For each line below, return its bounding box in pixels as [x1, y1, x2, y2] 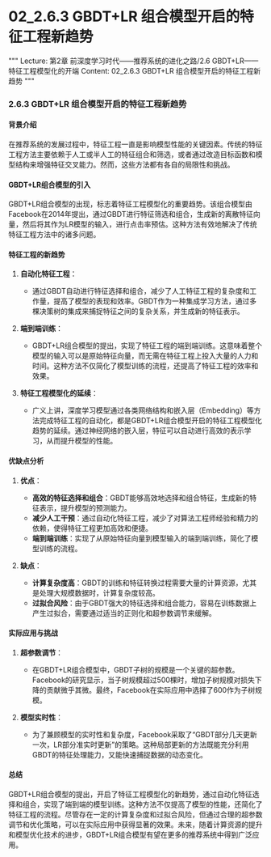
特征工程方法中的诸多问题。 [8, 230, 101, 240]
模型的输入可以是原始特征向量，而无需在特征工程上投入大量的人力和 [31, 351, 259, 361]
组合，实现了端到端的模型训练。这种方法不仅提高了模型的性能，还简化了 [22, 800, 263, 809]
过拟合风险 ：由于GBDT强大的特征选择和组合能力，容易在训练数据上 [31, 598, 256, 608]
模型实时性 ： [19, 712, 63, 722]
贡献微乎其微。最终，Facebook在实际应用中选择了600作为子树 [46, 685, 256, 694]
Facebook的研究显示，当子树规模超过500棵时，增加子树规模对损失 [31, 675, 256, 685]
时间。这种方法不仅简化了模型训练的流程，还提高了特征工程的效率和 [31, 361, 259, 371]
